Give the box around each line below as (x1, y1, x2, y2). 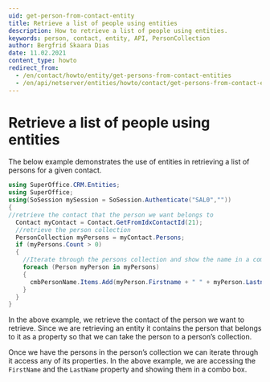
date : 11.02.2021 (8, 49, 67, 57)
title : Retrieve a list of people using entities (8, 19, 178, 27)
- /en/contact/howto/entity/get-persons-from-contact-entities (15, 71, 231, 79)
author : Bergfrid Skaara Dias (8, 42, 110, 50)
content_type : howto (8, 57, 78, 65)
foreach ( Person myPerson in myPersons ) (22, 263, 160, 271)
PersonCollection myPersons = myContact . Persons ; (15, 234, 185, 242)
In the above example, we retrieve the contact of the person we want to (8, 315, 245, 325)
